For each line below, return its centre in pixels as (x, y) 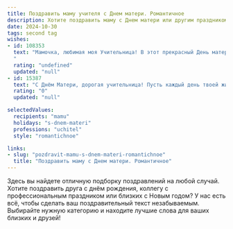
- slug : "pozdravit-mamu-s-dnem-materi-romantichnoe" (87, 155)
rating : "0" (31, 91)
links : (17, 149)
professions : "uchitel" (48, 129)
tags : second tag (32, 33)
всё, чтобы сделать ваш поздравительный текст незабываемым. (103, 203)
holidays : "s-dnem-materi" (52, 123)
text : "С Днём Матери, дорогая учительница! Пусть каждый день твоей (116, 85)
